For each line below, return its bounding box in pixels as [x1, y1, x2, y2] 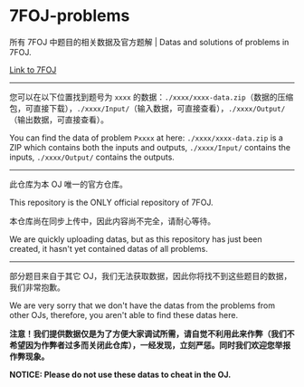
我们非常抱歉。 [9, 282, 65, 293]
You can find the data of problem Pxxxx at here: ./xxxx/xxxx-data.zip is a [9, 132, 283, 143]
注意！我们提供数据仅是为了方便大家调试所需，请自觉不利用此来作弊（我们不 [9, 328, 295, 339]
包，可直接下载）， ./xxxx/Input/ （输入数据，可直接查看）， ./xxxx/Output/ [9, 102, 286, 113]
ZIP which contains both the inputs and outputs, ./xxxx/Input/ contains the [9, 141, 291, 152]
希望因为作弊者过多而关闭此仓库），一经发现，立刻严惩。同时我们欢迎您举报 [9, 339, 291, 350]
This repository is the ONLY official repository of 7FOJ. [9, 197, 214, 208]
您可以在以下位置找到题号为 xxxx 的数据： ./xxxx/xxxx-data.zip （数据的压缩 [9, 92, 294, 102]
